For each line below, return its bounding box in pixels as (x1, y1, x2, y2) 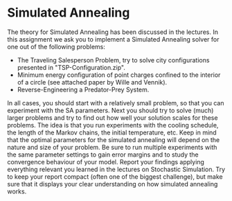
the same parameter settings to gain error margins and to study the (7, 150, 199, 159)
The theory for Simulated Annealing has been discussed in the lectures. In (7, 28, 218, 36)
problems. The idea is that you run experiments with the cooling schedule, (7, 121, 219, 129)
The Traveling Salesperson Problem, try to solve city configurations (17, 55, 210, 64)
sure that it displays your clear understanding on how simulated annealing (7, 180, 218, 188)
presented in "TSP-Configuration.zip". (17, 63, 126, 71)
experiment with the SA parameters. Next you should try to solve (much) (7, 106, 214, 114)
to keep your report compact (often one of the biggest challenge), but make (7, 172, 223, 181)
